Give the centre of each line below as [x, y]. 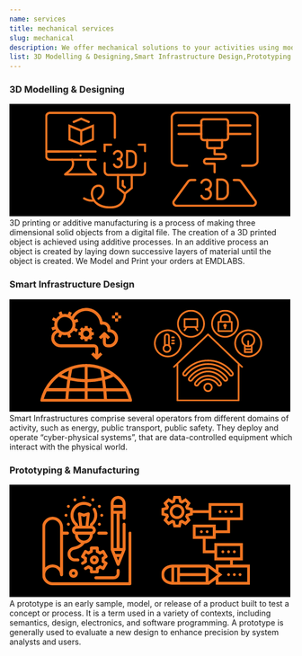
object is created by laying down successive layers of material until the [140, 252]
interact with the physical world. [69, 447]
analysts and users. [45, 642]
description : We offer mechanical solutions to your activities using [144, 48]
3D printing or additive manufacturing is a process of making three [133, 223]
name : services [38, 19]
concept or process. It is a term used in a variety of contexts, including [140, 613]
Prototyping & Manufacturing [75, 470]
